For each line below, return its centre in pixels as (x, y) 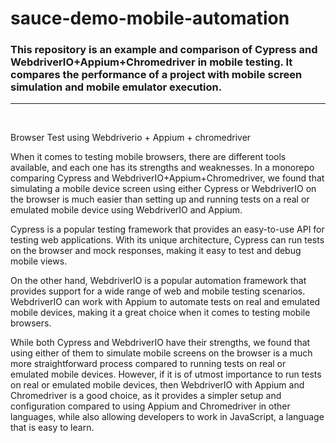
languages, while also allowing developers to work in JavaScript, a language (167, 417)
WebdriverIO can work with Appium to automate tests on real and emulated (165, 302)
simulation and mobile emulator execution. (116, 87)
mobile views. (39, 261)
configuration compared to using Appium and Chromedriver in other (150, 406)
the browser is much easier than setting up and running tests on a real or (160, 199)
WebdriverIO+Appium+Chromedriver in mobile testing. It (151, 62)
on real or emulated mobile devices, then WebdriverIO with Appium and (157, 385)
